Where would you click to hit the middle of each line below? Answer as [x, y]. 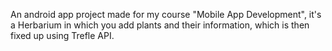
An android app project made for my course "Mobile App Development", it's [166, 14]
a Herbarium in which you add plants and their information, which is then [160, 25]
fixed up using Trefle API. [62, 35]
